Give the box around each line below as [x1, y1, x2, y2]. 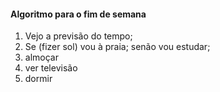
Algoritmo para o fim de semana [10, 8, 147, 20]
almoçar [24, 51, 59, 64]
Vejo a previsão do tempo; [24, 30, 133, 42]
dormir [24, 73, 53, 85]
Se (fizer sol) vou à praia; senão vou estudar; [24, 41, 211, 53]
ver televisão [24, 62, 78, 74]
